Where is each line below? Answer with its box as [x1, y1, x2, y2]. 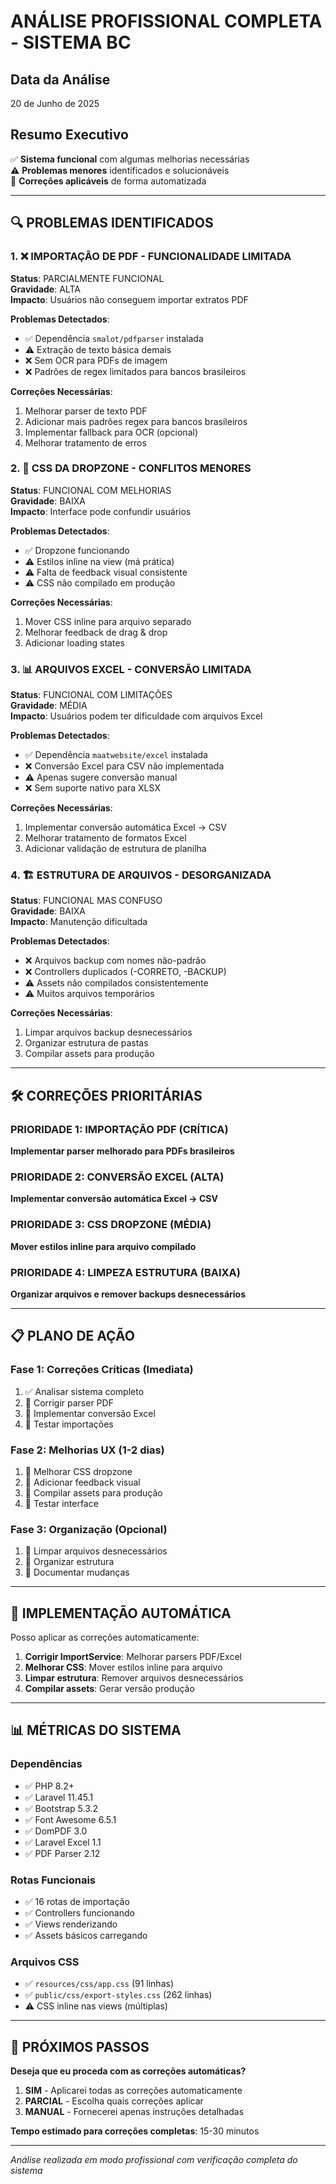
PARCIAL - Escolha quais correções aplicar [24, 2095, 204, 2107]
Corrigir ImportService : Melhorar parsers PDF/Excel [24, 1651, 242, 1663]
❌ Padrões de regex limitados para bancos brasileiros [24, 365, 247, 377]
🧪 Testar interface [24, 1497, 99, 1509]
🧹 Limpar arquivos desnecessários [24, 1545, 168, 1557]
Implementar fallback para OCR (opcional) [24, 426, 199, 438]
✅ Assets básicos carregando [24, 1930, 148, 1942]
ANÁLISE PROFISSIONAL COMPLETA [10, 10, 323, 33]
